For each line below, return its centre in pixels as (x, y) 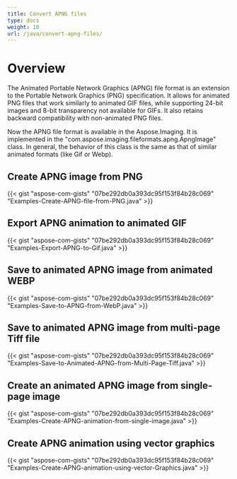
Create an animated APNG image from (93, 385)
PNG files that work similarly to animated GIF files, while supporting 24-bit (115, 103)
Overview (36, 69)
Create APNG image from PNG (75, 176)
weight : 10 (23, 27)
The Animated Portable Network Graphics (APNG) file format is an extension (118, 88)
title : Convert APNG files (47, 14)
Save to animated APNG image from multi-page (114, 328)
